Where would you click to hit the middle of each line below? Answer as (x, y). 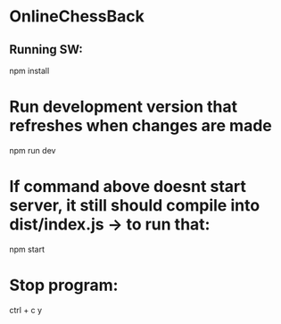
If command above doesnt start (128, 187)
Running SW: (46, 50)
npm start (27, 249)
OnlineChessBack (77, 17)
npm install (29, 71)
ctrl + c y (26, 310)
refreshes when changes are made (140, 126)
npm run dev (33, 150)
